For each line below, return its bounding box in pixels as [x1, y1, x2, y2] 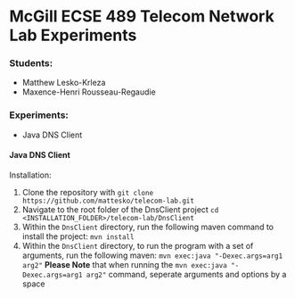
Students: [9, 57, 53, 70]
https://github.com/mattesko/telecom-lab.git [21, 196, 194, 205]
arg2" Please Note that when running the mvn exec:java [21, 259, 227, 269]
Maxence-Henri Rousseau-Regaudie [21, 87, 156, 97]
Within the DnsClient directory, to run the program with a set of [21, 240, 254, 251]
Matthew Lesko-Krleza [21, 78, 106, 88]
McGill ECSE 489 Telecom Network [9, 6, 275, 27]
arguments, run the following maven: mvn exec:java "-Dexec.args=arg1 [21, 250, 283, 261]
